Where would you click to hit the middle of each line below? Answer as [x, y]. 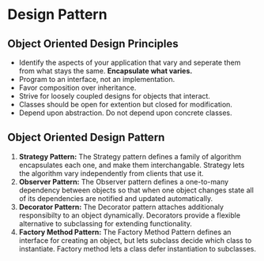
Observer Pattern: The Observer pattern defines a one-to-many [124, 181]
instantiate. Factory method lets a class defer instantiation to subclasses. [137, 248]
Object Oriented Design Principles [93, 44]
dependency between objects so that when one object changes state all [136, 190]
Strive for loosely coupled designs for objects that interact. [115, 96]
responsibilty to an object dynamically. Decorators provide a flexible [130, 215]
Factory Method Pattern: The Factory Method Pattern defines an [125, 232]
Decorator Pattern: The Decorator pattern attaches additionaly [121, 207]
